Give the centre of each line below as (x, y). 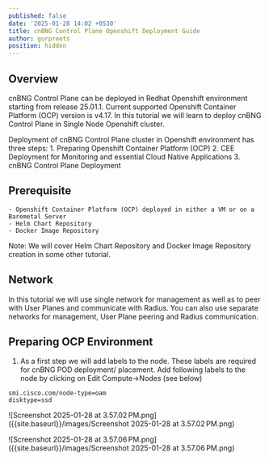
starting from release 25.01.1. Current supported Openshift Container (122, 107)
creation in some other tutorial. (59, 254)
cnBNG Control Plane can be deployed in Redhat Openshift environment (128, 98)
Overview (34, 79)
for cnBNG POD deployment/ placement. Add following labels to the (133, 370)
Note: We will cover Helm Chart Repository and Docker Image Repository (130, 245)
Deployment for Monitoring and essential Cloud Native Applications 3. (124, 156)
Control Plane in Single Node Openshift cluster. (86, 124)
